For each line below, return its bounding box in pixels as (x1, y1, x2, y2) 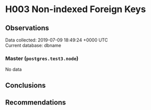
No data (5, 67, 22, 73)
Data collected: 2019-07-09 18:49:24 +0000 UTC (5, 37, 108, 43)
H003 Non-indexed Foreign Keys (5, 4, 146, 15)
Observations (5, 24, 49, 32)
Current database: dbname (5, 42, 62, 48)
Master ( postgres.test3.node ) (5, 54, 79, 62)
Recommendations (5, 98, 66, 107)
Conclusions (5, 81, 46, 89)
